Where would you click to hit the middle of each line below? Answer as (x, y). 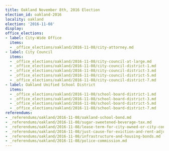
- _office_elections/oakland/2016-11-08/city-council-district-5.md (83, 75)
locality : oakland (24, 19)
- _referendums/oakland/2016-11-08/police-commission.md (66, 141)
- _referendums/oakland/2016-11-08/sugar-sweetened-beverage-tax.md (78, 122)
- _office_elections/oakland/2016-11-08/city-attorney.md (72, 47)
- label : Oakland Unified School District (50, 85)
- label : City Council (29, 52)
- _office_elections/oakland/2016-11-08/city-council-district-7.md (83, 80)
